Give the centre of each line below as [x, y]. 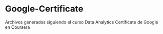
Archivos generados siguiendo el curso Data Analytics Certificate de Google [82, 22]
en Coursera [18, 27]
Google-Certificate [44, 9]
